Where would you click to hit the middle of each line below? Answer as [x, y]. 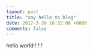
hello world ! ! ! [25, 46]
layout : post [22, 12]
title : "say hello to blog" [41, 17]
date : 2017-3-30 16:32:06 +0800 [46, 23]
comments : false [26, 28]
